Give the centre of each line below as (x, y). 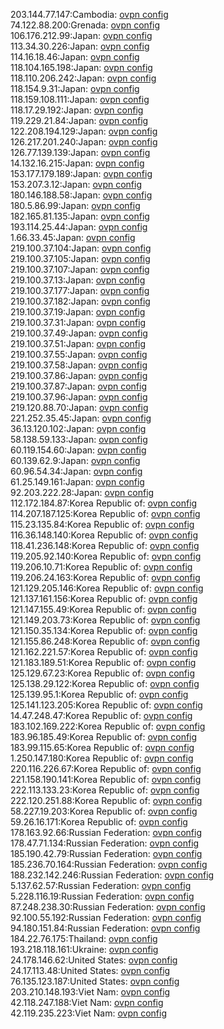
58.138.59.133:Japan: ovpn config (79, 439)
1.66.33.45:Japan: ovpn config (73, 237)
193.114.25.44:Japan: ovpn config (79, 227)
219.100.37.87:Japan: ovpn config (78, 386)
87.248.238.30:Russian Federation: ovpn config (108, 907)
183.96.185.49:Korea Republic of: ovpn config (104, 737)
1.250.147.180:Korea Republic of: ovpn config (102, 758)
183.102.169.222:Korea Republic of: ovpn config (108, 726)
